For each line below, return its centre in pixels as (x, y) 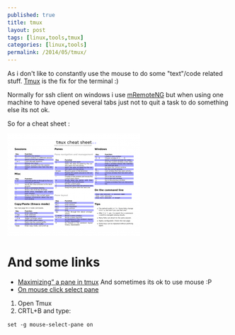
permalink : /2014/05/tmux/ (47, 53)
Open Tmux (34, 303)
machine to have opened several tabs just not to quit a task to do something (118, 102)
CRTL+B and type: (44, 311)
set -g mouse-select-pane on (50, 324)
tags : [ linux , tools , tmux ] (45, 38)
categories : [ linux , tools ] (47, 45)
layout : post (27, 30)
